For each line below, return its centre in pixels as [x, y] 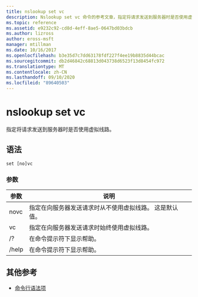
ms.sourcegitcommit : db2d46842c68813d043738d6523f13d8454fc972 [85, 61]
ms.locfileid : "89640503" [38, 83]
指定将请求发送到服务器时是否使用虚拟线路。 [60, 129]
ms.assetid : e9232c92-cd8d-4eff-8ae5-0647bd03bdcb [70, 28]
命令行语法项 [30, 288]
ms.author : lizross [30, 34]
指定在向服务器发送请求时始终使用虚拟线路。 [91, 228]
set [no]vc [19, 164]
